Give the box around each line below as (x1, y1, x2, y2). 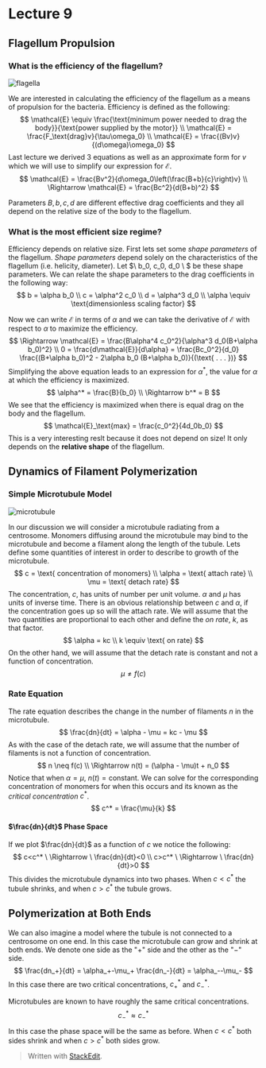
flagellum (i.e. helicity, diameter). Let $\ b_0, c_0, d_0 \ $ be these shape (8, 261, 244, 271)
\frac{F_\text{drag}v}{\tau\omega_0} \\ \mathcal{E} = (26, 131, 200, 141)
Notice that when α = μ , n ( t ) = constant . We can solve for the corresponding (8, 772, 259, 783)
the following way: (8, 278, 68, 288)
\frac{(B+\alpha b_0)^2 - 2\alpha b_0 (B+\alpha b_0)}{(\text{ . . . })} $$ (19, 353, 248, 362)
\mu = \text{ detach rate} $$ (87, 577, 180, 586)
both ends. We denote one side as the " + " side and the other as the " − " (8, 945, 242, 954)
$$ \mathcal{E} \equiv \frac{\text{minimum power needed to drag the (19, 114, 248, 124)
